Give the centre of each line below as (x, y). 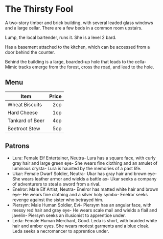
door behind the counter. (30, 52)
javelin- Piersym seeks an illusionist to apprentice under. (69, 215)
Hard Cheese (23, 113)
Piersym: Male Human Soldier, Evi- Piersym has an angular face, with (82, 205)
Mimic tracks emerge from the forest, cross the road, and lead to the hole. (80, 67)
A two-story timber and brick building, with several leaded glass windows (79, 23)
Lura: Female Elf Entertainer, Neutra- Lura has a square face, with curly (84, 158)
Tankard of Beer (26, 120)
